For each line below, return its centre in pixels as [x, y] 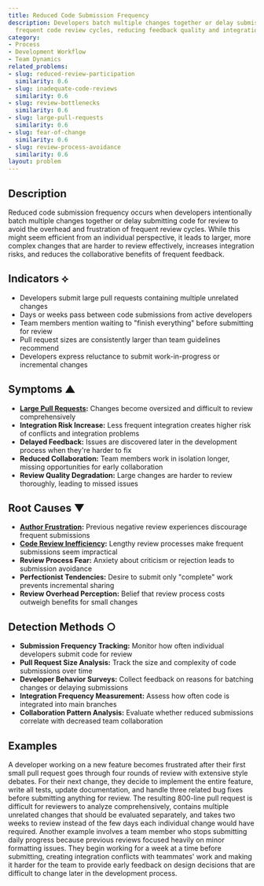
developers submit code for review [76, 654]
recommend [39, 347]
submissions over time [56, 671]
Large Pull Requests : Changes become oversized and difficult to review [136, 408]
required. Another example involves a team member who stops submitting [128, 831]
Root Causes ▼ [46, 508]
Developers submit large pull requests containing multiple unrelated [129, 298]
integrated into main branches [68, 704]
